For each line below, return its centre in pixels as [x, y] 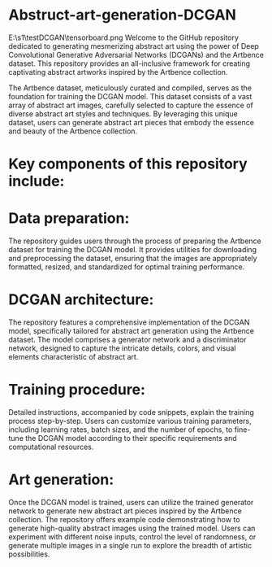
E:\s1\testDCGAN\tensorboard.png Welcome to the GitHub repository [124, 37]
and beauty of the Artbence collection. [73, 131]
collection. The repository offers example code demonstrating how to [124, 519]
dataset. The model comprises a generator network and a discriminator [127, 340]
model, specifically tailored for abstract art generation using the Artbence [131, 331]
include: [37, 181]
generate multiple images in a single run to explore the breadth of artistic [130, 545]
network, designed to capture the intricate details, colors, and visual [122, 348]
